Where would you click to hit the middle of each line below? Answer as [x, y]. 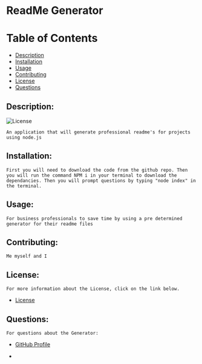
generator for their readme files [50, 224]
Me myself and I [27, 256]
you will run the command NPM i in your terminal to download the [92, 175]
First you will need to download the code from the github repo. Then [97, 170]
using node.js [24, 137]
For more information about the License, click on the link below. [93, 289]
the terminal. [24, 186]
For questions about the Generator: [52, 333]
